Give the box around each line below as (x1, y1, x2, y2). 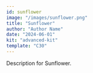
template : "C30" (6, 43, 47, 49)
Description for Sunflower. (6, 59, 72, 67)
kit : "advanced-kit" (6, 37, 59, 43)
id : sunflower (6, 9, 42, 15)
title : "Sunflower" (6, 20, 56, 26)
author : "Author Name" (6, 26, 63, 32)
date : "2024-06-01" (6, 32, 56, 38)
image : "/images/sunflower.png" (6, 15, 88, 21)
